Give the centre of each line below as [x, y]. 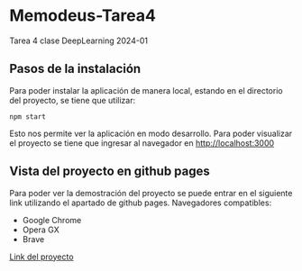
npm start [28, 117]
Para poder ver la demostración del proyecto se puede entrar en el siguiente [151, 193]
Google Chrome [52, 220]
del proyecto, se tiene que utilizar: [73, 100]
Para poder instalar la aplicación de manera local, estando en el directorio [146, 90]
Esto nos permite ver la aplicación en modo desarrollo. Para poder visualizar [151, 133]
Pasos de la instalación [75, 69]
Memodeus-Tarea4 [82, 16]
